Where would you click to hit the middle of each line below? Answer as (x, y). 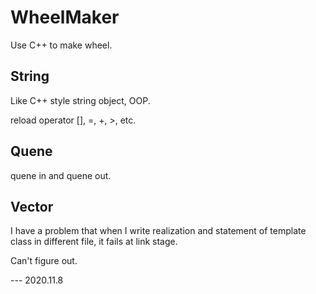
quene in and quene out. (61, 175)
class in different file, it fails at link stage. (94, 242)
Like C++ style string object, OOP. (80, 100)
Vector (32, 206)
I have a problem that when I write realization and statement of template (158, 231)
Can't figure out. (44, 261)
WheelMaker (65, 17)
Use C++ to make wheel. (61, 45)
